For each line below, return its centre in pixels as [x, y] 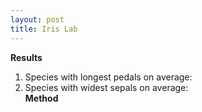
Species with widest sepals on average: [106, 87]
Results [26, 57]
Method [41, 98]
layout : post [37, 19]
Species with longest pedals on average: [108, 77]
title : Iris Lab [44, 29]
